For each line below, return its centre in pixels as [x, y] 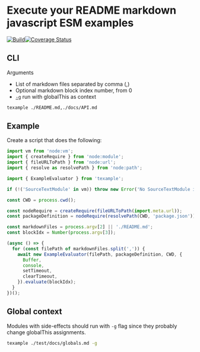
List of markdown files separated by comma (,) [72, 84]
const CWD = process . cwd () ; [42, 200]
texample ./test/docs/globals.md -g [52, 343]
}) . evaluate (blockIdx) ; [47, 282]
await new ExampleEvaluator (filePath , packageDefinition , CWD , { [100, 254]
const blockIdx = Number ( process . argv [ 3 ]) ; [61, 232]
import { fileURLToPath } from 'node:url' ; [61, 162]
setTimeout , [37, 271]
